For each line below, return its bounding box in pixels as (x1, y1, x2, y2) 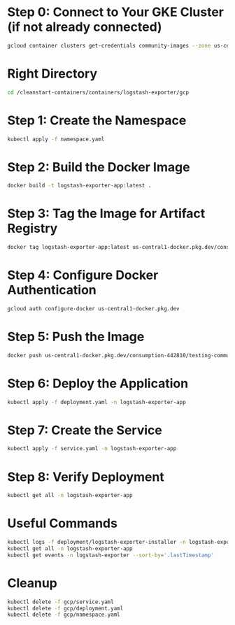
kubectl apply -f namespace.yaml (7, 136, 105, 143)
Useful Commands (7, 515, 117, 531)
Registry (7, 221, 58, 236)
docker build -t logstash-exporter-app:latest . (7, 182, 152, 189)
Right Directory (7, 66, 98, 81)
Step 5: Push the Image (7, 329, 145, 345)
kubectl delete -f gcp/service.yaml (7, 598, 114, 605)
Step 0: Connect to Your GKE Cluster (7, 4, 225, 20)
